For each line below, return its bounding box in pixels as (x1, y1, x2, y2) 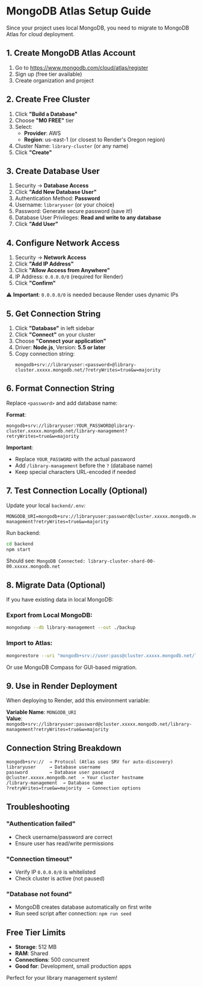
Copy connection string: (14, 350, 75, 357)
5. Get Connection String (6, 308, 101, 319)
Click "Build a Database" (14, 110, 78, 117)
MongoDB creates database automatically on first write (14, 903, 152, 911)
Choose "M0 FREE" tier (14, 116, 74, 124)
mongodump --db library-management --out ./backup (6, 624, 136, 630)
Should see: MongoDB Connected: (6, 557, 86, 564)
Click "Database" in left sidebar (14, 325, 95, 332)
